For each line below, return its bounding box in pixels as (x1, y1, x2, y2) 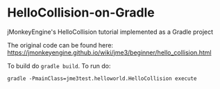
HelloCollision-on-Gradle (7, 5, 155, 21)
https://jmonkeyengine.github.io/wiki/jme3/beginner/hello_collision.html (7, 48, 212, 57)
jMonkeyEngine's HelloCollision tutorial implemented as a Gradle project (7, 28, 214, 36)
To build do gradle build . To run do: (7, 61, 111, 70)
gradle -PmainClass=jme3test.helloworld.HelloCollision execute (7, 75, 197, 82)
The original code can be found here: (7, 41, 113, 49)
